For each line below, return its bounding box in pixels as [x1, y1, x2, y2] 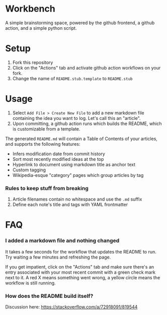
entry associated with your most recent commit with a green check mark [5, 269, 156, 275]
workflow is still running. [5, 280, 56, 286]
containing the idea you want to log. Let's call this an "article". [12, 115, 141, 121]
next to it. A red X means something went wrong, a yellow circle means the [5, 274, 160, 280]
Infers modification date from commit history [12, 151, 105, 157]
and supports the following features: [5, 141, 80, 147]
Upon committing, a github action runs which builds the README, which [12, 120, 162, 127]
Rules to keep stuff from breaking [5, 184, 89, 192]
